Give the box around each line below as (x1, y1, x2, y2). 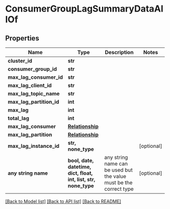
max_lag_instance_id (8, 142, 60, 149)
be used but (104, 167, 133, 173)
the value (104, 173, 126, 180)
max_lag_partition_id (8, 98, 60, 105)
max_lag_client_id (8, 82, 52, 89)
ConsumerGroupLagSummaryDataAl (5, 3, 163, 15)
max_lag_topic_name (8, 90, 60, 97)
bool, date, (67, 157, 94, 164)
